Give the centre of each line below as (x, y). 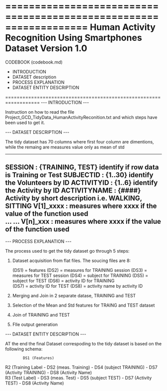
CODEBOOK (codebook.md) (34, 62)
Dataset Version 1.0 (46, 48)
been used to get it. (25, 123)
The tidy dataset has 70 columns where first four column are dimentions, (80, 141)
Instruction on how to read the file (40, 112)
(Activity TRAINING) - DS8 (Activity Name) (48, 372)
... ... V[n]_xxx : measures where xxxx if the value (83, 222)
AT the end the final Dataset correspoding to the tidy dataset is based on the (83, 343)
